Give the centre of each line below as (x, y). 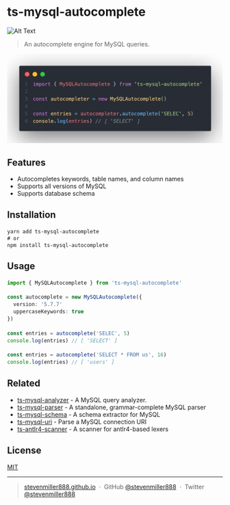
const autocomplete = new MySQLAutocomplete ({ (75, 297)
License (24, 451)
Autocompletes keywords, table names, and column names (100, 179)
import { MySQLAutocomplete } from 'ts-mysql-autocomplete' (95, 283)
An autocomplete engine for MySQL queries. (87, 44)
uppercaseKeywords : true (49, 312)
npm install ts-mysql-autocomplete (58, 245)
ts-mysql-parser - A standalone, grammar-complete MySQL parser (112, 407)
